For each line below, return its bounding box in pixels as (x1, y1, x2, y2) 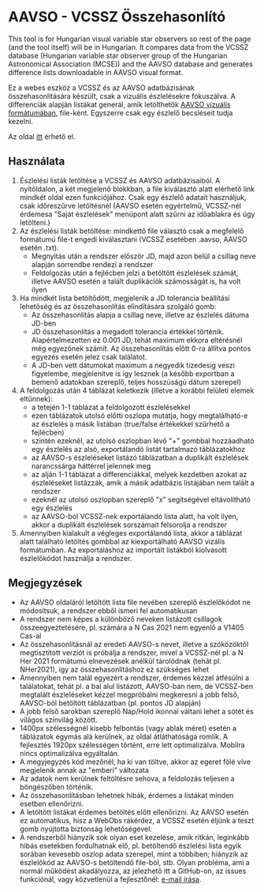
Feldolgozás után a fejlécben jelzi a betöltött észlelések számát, (31, 268, 239, 277)
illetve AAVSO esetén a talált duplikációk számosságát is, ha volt (31, 277, 241, 286)
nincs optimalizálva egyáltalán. (19, 748, 120, 758)
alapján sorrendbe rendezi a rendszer (31, 259, 154, 269)
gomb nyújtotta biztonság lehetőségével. (19, 824, 152, 834)
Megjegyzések (8, 577, 83, 590)
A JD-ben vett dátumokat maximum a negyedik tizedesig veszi (31, 360, 235, 370)
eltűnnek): (19, 393, 53, 403)
